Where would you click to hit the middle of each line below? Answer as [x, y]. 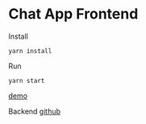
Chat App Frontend [73, 14]
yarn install [30, 51]
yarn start [27, 81]
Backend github [35, 111]
